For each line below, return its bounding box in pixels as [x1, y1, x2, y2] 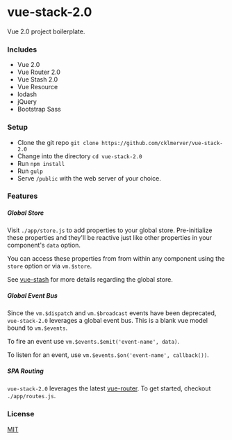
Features [7, 191, 38, 201]
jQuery [17, 98, 37, 106]
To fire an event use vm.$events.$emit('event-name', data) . [7, 337, 180, 346]
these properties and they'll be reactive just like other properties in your [7, 234, 213, 242]
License [7, 409, 35, 419]
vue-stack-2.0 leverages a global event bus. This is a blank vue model [7, 317, 208, 325]
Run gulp [17, 167, 43, 175]
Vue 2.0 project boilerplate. [7, 27, 85, 36]
